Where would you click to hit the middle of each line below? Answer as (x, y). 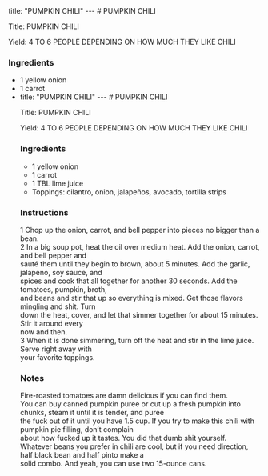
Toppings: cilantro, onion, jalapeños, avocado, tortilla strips (129, 192)
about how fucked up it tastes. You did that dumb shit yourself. (123, 438)
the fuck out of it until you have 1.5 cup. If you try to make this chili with (137, 421)
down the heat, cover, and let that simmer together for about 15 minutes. (139, 314)
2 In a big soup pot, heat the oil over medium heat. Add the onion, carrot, (140, 246)
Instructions (44, 212)
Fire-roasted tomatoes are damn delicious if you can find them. (124, 396)
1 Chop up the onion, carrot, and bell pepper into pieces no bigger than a (140, 230)
